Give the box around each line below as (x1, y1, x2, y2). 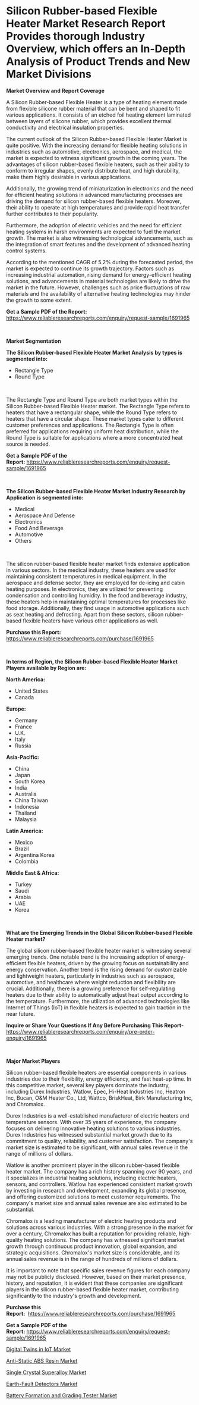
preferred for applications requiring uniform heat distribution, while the (6, 427, 179, 435)
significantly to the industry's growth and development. (6, 1292, 141, 1299)
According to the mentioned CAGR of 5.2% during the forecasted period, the (6, 258, 194, 265)
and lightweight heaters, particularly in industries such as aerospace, (6, 972, 175, 980)
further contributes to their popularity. (6, 210, 99, 217)
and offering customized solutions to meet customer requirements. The (6, 1193, 181, 1200)
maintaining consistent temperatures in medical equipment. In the (6, 572, 167, 580)
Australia (14, 790, 37, 797)
